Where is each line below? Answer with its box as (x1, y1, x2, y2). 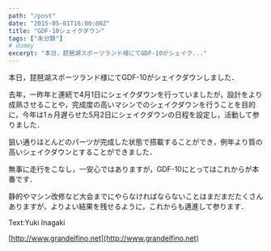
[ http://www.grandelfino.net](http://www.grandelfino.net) (8, 233, 200, 243)
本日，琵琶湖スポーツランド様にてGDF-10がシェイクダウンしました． (8, 73, 239, 82)
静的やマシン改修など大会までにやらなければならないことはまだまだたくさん (8, 191, 264, 201)
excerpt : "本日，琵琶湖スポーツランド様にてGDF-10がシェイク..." (8, 49, 208, 57)
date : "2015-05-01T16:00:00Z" (8, 19, 111, 27)
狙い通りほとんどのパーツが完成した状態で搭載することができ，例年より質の (8, 137, 263, 146)
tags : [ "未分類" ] (8, 34, 63, 43)
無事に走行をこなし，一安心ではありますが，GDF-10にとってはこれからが (8, 165, 252, 174)
